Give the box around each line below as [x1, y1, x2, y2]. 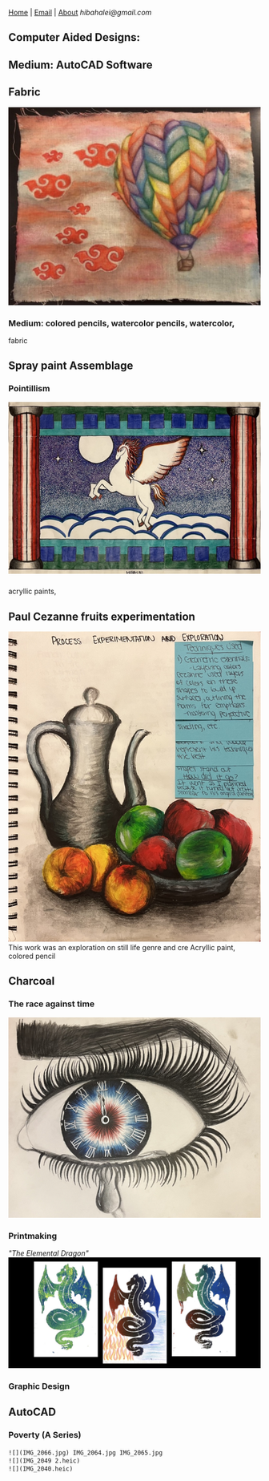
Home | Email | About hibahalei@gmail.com [8, 8, 152, 17]
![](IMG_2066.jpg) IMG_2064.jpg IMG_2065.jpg [8, 1448, 163, 1457]
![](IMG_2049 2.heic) [8, 1456, 81, 1465]
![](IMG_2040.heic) [8, 1464, 74, 1473]
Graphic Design [8, 1380, 70, 1391]
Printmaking [8, 1231, 58, 1242]
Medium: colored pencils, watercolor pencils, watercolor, [8, 318, 235, 329]
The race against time [8, 998, 94, 1010]
